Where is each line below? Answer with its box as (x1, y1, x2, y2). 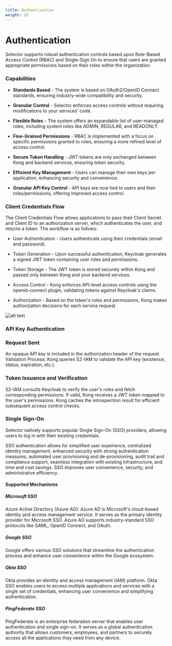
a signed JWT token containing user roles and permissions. (12, 256, 139, 262)
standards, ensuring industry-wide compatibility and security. (12, 92, 143, 98)
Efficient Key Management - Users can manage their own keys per (12, 169, 156, 175)
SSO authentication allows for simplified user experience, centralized (5, 442, 151, 448)
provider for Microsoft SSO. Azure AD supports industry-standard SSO (5, 517, 155, 523)
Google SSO (5, 535, 32, 540)
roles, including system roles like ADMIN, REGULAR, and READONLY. (12, 123, 159, 129)
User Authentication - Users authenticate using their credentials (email (12, 236, 162, 242)
